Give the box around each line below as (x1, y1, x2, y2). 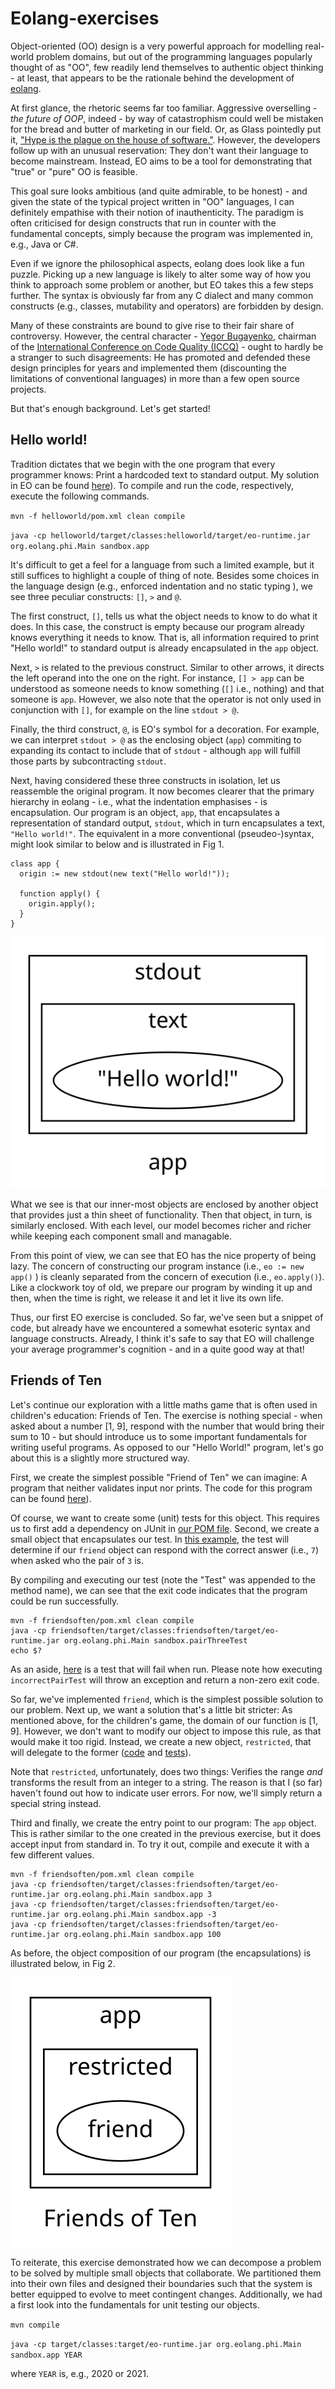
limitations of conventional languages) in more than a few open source (10, 372, 300, 384)
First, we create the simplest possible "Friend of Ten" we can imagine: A (10, 1471, 308, 1483)
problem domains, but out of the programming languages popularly (35, 50, 313, 62)
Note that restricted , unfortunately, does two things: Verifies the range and (10, 1765, 323, 1777)
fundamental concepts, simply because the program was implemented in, (10, 227, 314, 239)
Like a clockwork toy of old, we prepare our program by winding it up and (10, 1281, 313, 1293)
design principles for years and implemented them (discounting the (10, 362, 288, 374)
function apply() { (19, 888, 101, 899)
